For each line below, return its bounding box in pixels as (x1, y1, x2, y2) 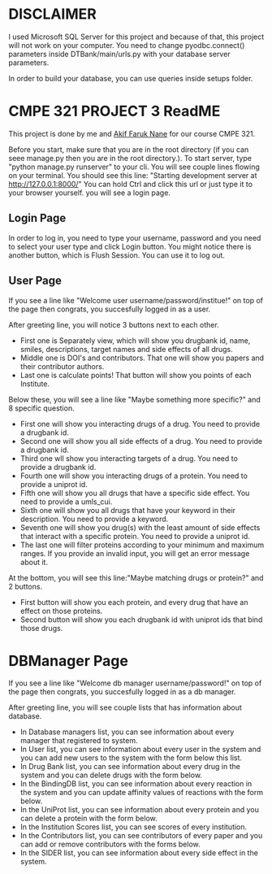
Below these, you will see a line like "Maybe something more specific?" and (8, 394, 261, 404)
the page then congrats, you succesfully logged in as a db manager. (8, 687, 236, 697)
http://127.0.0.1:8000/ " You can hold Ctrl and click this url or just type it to (8, 179, 253, 189)
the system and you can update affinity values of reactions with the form (19, 788, 264, 798)
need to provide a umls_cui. (19, 497, 113, 507)
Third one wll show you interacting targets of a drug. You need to (19, 453, 238, 463)
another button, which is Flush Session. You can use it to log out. (8, 250, 226, 260)
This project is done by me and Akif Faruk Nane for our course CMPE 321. (8, 128, 256, 138)
